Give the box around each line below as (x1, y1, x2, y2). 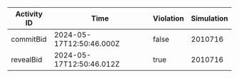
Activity (15, 9, 43, 18)
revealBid (11, 55, 43, 65)
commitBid (11, 35, 48, 44)
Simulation (191, 13, 228, 23)
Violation (152, 13, 185, 23)
